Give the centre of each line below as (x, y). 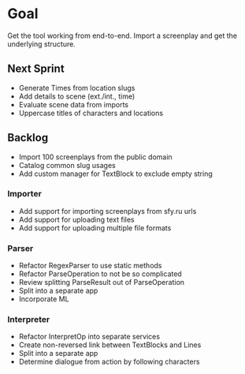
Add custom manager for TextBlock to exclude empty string (116, 174)
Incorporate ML (44, 299)
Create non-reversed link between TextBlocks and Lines (110, 345)
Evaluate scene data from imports (74, 104)
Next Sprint (36, 69)
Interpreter (29, 320)
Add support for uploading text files (76, 219)
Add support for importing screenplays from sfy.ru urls (108, 211)
